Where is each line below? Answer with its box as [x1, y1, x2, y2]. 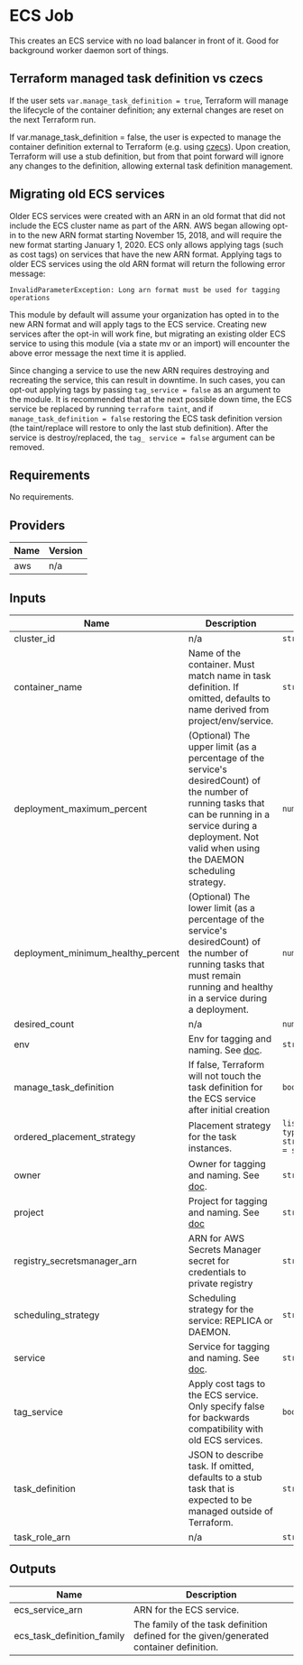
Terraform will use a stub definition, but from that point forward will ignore [9, 151, 284, 161]
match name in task [188, 669, 271, 682]
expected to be [188, 1494, 252, 1506]
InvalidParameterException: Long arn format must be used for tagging [9, 285, 280, 294]
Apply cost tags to [188, 1377, 266, 1390]
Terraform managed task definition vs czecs [9, 71, 263, 87]
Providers [9, 518, 66, 533]
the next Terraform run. [9, 114, 96, 124]
